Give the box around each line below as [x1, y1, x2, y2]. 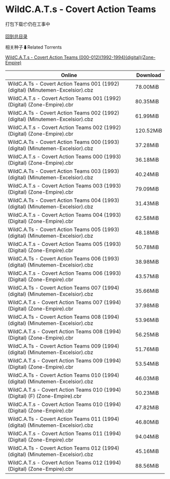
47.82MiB [135, 404, 159, 411]
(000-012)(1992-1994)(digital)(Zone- [78, 54, 156, 60]
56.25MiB [135, 331, 159, 338]
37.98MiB [135, 302, 159, 309]
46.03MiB [135, 375, 159, 382]
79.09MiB [135, 185, 159, 192]
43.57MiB [135, 273, 159, 280]
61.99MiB [135, 113, 159, 120]
